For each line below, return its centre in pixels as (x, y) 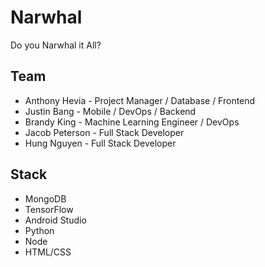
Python (39, 230)
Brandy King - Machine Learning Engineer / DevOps (132, 122)
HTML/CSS (48, 252)
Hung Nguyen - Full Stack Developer (100, 143)
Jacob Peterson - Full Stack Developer (104, 132)
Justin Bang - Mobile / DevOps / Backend (110, 111)
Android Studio (55, 220)
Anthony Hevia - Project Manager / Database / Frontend (140, 100)
